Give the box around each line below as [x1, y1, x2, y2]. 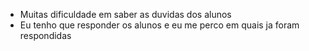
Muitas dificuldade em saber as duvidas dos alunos [19, 9, 232, 20]
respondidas [19, 30, 72, 41]
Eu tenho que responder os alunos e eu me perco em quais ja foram [19, 19, 300, 31]
